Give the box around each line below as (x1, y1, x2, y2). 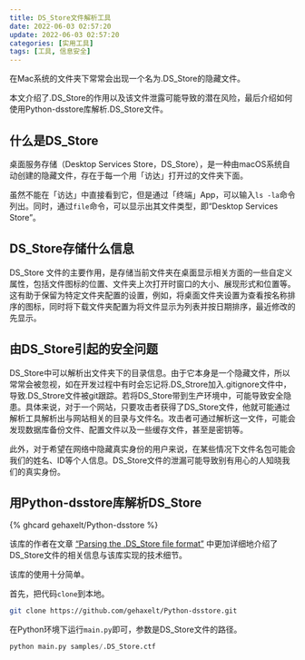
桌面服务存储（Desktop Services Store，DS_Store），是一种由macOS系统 (9, 158, 283, 169)
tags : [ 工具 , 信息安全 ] (9, 47, 92, 56)
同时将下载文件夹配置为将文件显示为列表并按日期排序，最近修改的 (48, 300, 296, 311)
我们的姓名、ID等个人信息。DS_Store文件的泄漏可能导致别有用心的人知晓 (9, 455, 283, 466)
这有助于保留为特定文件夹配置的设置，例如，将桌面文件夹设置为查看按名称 (9, 290, 288, 300)
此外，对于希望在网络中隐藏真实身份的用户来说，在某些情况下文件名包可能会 (9, 443, 296, 454)
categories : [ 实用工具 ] (9, 38, 93, 48)
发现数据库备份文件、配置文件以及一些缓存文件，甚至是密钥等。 (9, 424, 248, 435)
